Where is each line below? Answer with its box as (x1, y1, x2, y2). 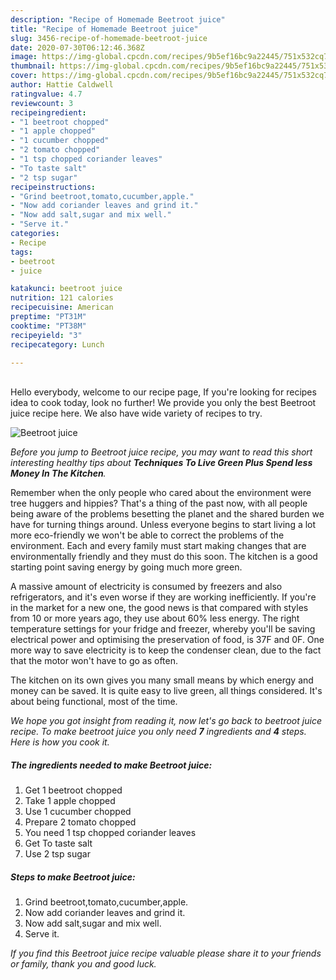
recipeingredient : (10, 107, 87, 118)
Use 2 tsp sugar (24, 848, 91, 860)
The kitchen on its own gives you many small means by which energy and (10, 674, 314, 686)
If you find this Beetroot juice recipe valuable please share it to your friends (10, 947, 322, 960)
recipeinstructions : (10, 182, 97, 192)
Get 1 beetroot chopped (24, 784, 123, 796)
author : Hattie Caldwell (10, 80, 114, 90)
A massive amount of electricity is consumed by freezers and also (10, 581, 283, 593)
